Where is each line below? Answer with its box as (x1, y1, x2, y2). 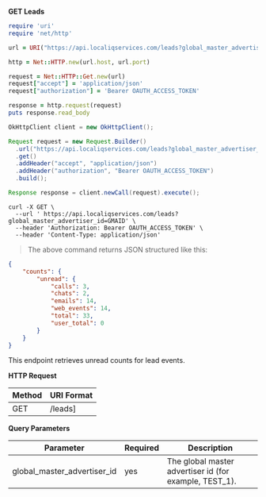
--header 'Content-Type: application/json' (15, 230, 161, 239)
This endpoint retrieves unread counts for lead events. (8, 356, 185, 365)
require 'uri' (8, 22, 55, 30)
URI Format (50, 390, 93, 401)
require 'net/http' (8, 29, 73, 37)
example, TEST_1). (166, 476, 237, 487)
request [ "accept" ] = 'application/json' (8, 79, 144, 88)
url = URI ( (8, 44, 44, 52)
